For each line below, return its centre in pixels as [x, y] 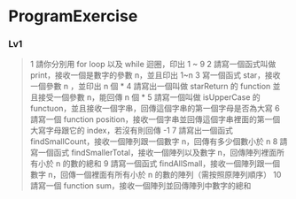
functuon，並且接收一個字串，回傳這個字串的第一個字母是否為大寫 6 [155, 109]
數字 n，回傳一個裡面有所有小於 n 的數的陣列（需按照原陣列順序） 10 [156, 175]
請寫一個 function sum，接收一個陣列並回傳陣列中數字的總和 [140, 186]
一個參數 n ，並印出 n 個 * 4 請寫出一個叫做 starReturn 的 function [150, 87]
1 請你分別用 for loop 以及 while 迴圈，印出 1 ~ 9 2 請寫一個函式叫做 [153, 65]
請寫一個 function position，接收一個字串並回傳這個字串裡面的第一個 [155, 119]
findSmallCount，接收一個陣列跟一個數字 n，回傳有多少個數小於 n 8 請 [159, 142]
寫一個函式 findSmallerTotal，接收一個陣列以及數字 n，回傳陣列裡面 [153, 153]
